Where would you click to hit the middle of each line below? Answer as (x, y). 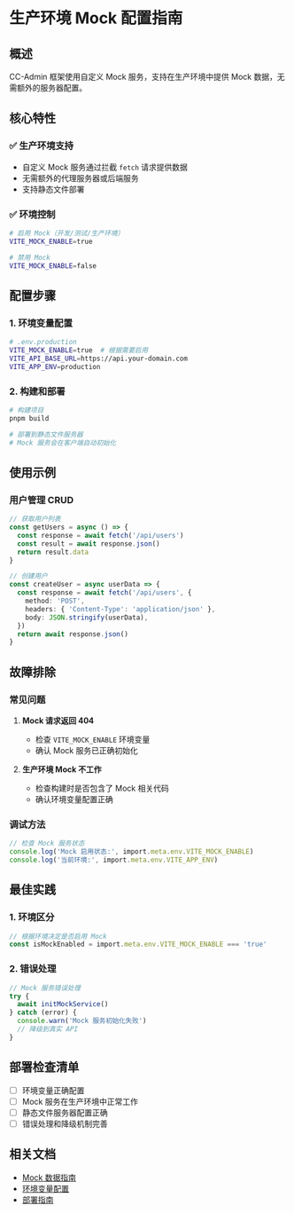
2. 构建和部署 (37, 391)
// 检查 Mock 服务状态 (47, 844)
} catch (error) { (43, 1012)
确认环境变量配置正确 (74, 799)
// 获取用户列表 (35, 519)
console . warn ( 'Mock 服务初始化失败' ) (82, 1021)
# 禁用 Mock (30, 257)
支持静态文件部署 (53, 189)
